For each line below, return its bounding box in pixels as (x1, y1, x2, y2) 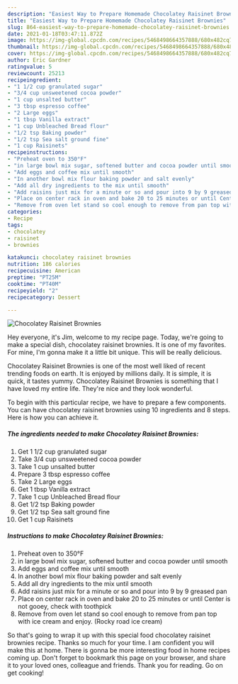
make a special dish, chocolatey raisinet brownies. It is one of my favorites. (7, 341, 227, 349)
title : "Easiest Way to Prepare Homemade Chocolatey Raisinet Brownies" (7, 17, 227, 24)
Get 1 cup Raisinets (17, 515, 74, 524)
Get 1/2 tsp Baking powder (17, 500, 96, 509)
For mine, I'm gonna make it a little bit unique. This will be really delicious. (7, 348, 222, 357)
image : (7, 37, 27, 44)
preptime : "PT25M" (7, 274, 62, 281)
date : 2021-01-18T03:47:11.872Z (7, 30, 103, 38)
